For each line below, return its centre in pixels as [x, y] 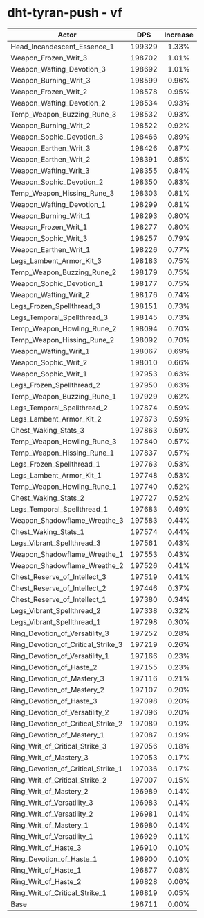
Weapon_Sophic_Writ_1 [49, 374]
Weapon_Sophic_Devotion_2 [57, 182]
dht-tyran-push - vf [65, 13]
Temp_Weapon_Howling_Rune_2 [64, 328]
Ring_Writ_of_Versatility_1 [52, 836]
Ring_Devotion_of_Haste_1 [54, 859]
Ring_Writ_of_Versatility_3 [52, 802]
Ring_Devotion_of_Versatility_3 [60, 633]
